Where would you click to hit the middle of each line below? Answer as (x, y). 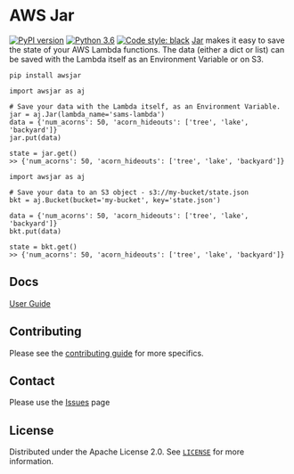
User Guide (30, 303)
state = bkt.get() (43, 247)
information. (32, 462)
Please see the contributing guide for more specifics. (106, 353)
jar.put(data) (36, 138)
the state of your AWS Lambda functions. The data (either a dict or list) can (147, 49)
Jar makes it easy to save (238, 40)
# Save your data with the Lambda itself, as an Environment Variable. (145, 106)
